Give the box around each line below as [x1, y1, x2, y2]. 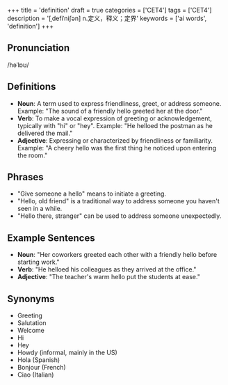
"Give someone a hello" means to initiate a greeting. [17, 189, 167, 198]
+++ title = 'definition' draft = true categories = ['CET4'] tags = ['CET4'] [7, 6, 212, 14]
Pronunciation [7, 42, 70, 54]
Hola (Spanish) [17, 356, 60, 364]
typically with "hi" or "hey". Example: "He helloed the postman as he [17, 121, 213, 129]
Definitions [7, 81, 56, 93]
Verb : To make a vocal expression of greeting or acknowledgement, [17, 114, 212, 123]
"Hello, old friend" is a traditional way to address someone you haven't [17, 197, 220, 205]
